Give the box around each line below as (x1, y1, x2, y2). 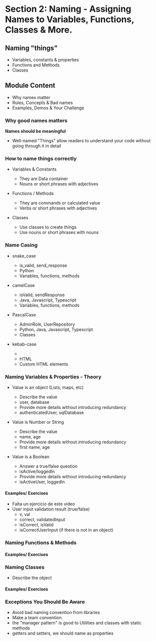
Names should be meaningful (5, 128, 66, 134)
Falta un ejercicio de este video (12, 501, 76, 507)
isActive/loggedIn (19, 468, 55, 474)
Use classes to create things (19, 224, 77, 230)
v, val (19, 512, 30, 517)
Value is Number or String (12, 419, 64, 425)
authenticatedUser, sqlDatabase (19, 410, 84, 415)
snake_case (12, 253, 36, 258)
